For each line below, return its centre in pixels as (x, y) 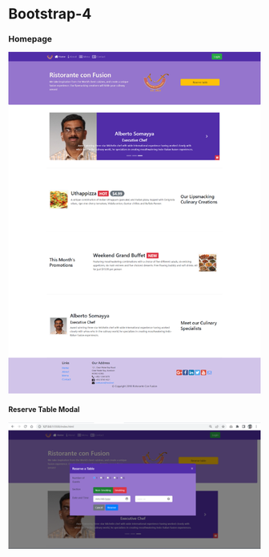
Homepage (30, 39)
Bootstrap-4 (50, 14)
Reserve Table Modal (44, 409)
